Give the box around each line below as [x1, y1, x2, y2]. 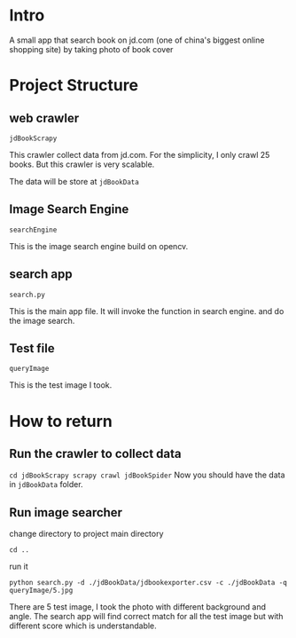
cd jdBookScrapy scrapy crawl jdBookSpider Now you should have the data [9, 469, 285, 480]
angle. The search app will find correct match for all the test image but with [9, 611, 284, 622]
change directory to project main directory [9, 529, 164, 540]
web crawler [9, 110, 80, 125]
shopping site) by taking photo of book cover [9, 43, 174, 54]
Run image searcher [9, 505, 122, 520]
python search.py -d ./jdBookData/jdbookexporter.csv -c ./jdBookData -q [9, 579, 288, 587]
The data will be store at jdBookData [9, 176, 139, 186]
